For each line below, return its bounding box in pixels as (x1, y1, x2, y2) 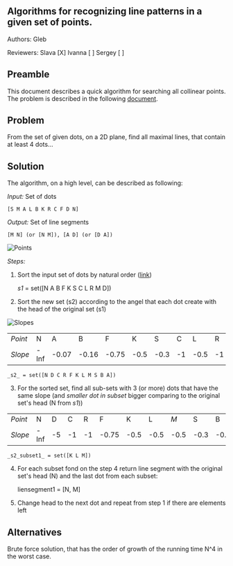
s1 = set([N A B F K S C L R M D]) (17, 284, 112, 293)
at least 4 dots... (7, 140, 53, 149)
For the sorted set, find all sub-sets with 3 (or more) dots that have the (17, 384, 218, 392)
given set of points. (7, 17, 93, 29)
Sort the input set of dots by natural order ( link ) (17, 270, 153, 279)
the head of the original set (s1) (17, 305, 107, 314)
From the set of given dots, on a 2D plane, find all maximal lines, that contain (7, 133, 226, 141)
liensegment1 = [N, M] (17, 485, 81, 494)
